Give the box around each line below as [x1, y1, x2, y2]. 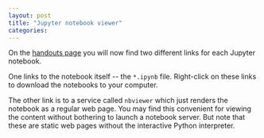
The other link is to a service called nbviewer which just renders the [8, 96, 228, 105]
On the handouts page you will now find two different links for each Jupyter [8, 48, 256, 58]
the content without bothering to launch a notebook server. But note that [8, 113, 245, 122]
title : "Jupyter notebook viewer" [8, 19, 123, 27]
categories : [8, 26, 48, 34]
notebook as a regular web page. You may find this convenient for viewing [8, 104, 252, 113]
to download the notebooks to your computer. [8, 80, 158, 90]
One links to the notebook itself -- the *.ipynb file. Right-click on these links [8, 72, 257, 82]
